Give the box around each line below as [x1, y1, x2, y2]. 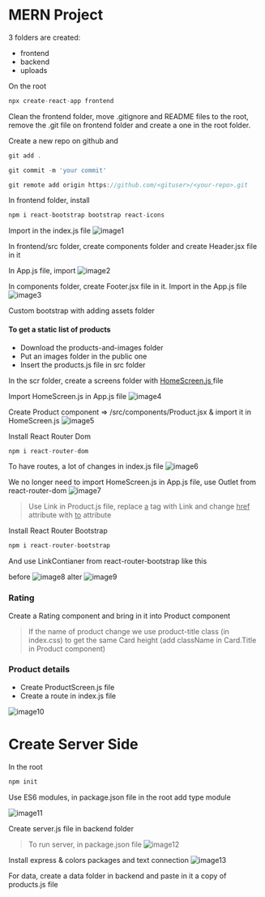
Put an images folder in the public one [19, 351, 147, 361]
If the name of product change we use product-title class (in [28, 626, 229, 636]
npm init [8, 777, 38, 786]
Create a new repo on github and [8, 135, 119, 145]
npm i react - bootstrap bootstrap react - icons [8, 211, 165, 220]
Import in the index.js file [8, 225, 92, 236]
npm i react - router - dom [8, 447, 89, 455]
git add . [8, 152, 42, 160]
